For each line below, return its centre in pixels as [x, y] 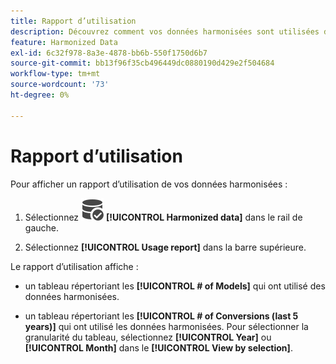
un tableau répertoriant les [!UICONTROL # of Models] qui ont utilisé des [175, 286]
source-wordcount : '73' [60, 85]
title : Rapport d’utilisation [73, 21]
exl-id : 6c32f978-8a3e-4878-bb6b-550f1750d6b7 [109, 53]
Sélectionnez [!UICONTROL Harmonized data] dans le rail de [163, 217]
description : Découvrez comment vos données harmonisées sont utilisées [165, 31]
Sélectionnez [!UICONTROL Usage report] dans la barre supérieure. [165, 247]
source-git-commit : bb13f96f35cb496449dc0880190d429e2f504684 [142, 63]
